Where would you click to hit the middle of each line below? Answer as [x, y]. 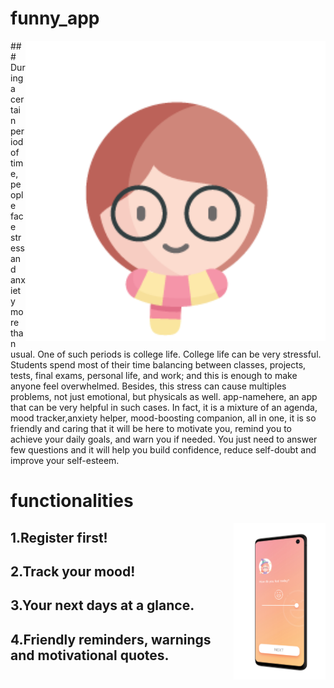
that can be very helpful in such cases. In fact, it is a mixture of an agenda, [164, 407]
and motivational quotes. [90, 655]
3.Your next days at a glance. [102, 605]
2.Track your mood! [73, 571]
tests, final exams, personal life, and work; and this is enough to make [154, 375]
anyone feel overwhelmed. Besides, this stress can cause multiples [148, 386]
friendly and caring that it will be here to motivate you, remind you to [151, 428]
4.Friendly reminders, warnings [111, 639]
